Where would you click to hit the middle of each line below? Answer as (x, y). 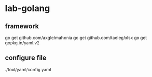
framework (22, 26)
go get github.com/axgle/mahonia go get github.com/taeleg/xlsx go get (76, 38)
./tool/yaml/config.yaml (28, 69)
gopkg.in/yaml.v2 (22, 43)
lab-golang (28, 8)
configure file (26, 58)
